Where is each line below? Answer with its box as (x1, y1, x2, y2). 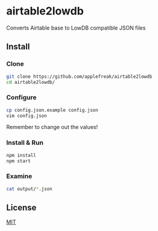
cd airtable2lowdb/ (6, 79, 55, 85)
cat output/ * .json (6, 186, 52, 192)
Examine (6, 172, 33, 180)
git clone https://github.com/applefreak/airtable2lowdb (6, 74, 153, 80)
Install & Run (6, 139, 44, 147)
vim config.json (6, 113, 47, 119)
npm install (6, 152, 36, 158)
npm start (6, 158, 31, 164)
